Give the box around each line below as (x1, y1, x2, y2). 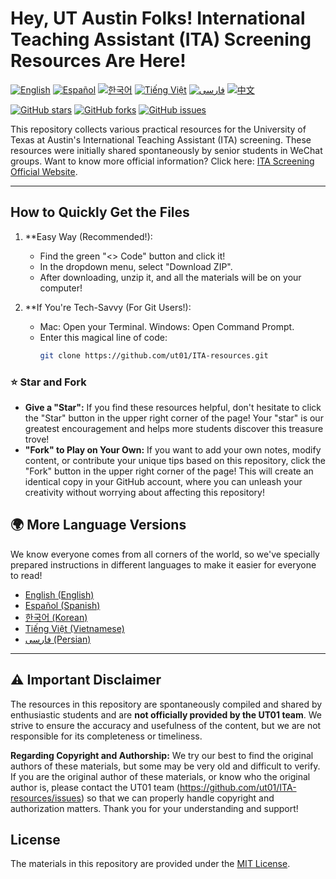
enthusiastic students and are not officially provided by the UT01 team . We (10, 708, 322, 721)
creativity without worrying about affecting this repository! (24, 486, 265, 498)
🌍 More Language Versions (10, 517, 187, 534)
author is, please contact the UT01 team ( (10, 781, 180, 793)
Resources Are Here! (10, 50, 187, 72)
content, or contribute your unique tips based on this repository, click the (24, 454, 326, 466)
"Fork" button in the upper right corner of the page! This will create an (24, 465, 314, 477)
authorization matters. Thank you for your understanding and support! (10, 802, 299, 814)
